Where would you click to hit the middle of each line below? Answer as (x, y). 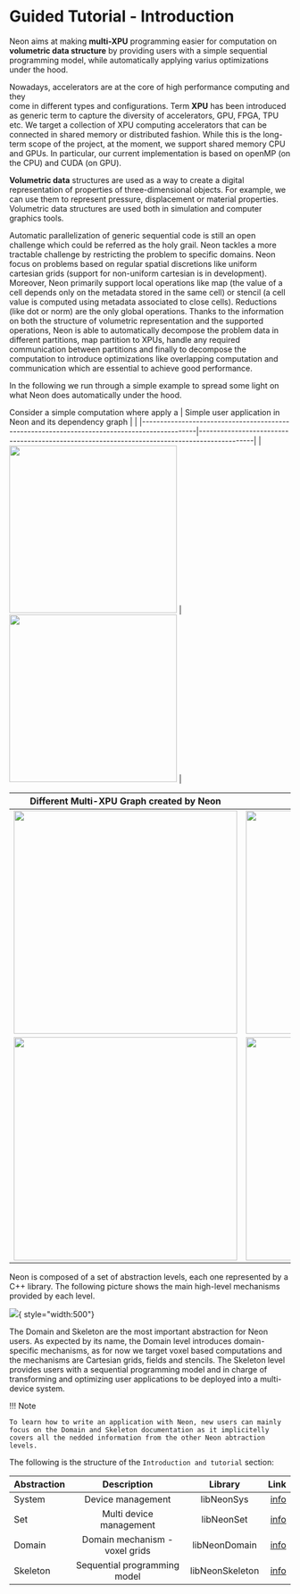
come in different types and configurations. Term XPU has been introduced (148, 105)
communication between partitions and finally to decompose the (128, 349)
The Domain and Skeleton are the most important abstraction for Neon (139, 1331)
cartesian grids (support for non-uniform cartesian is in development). (138, 273)
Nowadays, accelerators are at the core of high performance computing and (150, 87)
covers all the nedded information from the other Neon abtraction (137, 1438)
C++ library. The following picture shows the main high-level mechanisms (145, 1286)
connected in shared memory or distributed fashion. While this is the (135, 134)
